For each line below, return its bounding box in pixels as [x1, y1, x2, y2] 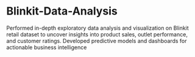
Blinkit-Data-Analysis [6, 4, 118, 18]
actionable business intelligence [6, 44, 87, 51]
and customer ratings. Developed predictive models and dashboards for [6, 37, 187, 44]
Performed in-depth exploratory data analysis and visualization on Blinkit [6, 24, 189, 32]
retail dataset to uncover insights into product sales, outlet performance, [6, 30, 188, 38]
